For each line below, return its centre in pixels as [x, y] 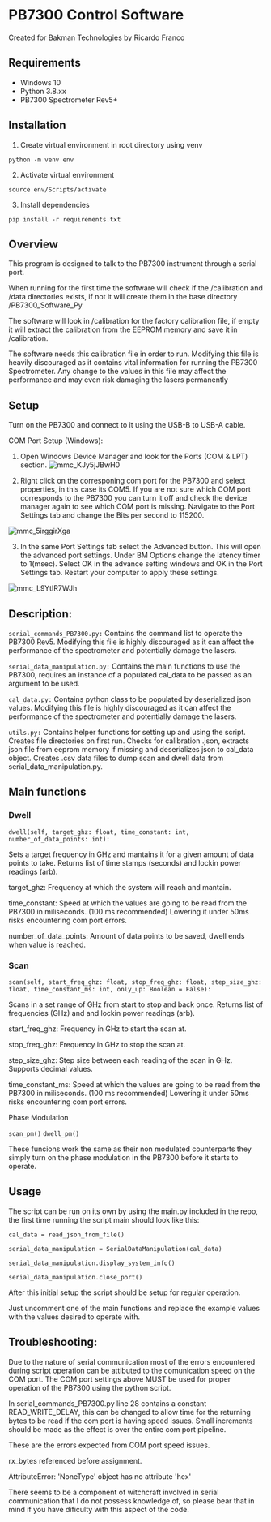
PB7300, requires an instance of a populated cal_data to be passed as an [130, 675]
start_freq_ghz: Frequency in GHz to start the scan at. [97, 1029]
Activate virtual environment [67, 174]
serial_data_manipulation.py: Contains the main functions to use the [125, 666]
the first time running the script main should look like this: [104, 1219]
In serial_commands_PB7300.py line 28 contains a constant [108, 1403]
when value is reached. [47, 944]
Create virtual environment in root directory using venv [111, 144]
